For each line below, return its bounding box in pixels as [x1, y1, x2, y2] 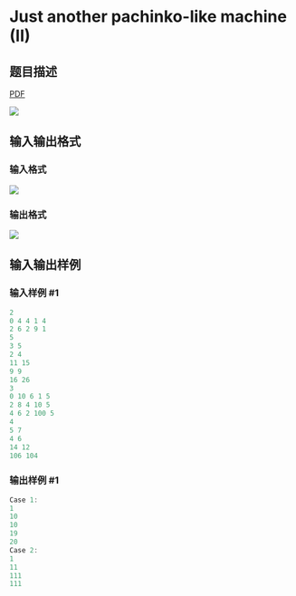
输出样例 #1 [9, 474, 59, 486]
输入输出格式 [9, 134, 81, 149]
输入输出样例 [9, 257, 81, 273]
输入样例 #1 [9, 287, 59, 300]
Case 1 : [9, 495, 39, 505]
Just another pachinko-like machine [9, 6, 288, 27]
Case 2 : [9, 545, 39, 554]
